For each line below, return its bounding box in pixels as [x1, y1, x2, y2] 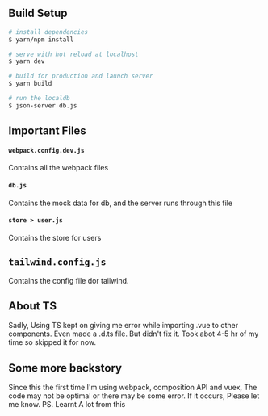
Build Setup [8, 6, 68, 20]
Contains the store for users [8, 233, 102, 242]
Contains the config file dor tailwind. [8, 275, 129, 285]
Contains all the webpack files [8, 163, 109, 173]
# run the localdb [8, 95, 70, 103]
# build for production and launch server [8, 72, 153, 80]
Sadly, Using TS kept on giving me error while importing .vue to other [8, 321, 239, 330]
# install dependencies [8, 27, 89, 36]
